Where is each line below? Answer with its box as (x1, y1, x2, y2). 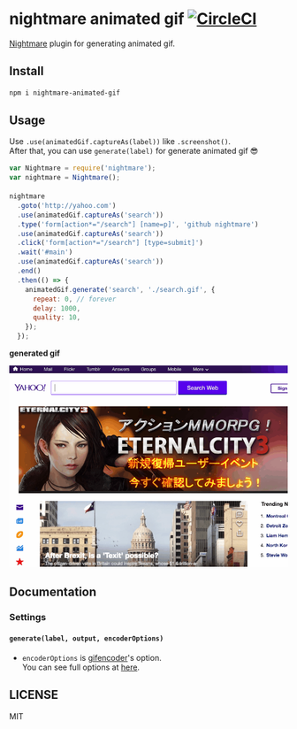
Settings (9, 610, 47, 623)
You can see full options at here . (21, 662, 140, 672)
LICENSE (9, 687, 59, 702)
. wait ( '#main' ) (17, 248, 73, 257)
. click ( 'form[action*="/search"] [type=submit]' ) (17, 239, 203, 248)
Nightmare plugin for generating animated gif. (9, 38, 175, 49)
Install (9, 64, 44, 79)
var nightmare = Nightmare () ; (9, 173, 121, 182)
